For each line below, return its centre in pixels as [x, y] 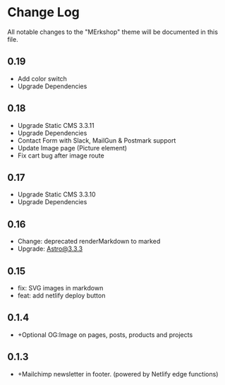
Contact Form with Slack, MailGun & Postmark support [97, 140]
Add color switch [42, 78]
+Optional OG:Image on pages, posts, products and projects [105, 334]
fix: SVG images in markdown [60, 288]
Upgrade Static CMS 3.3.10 [57, 194]
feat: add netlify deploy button [61, 295]
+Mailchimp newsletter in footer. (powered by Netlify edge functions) [118, 374]
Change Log [43, 12]
